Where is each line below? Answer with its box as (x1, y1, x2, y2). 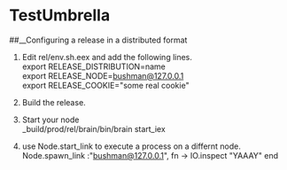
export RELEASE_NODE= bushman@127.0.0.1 (21, 70, 184, 81)
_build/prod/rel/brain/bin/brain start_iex (21, 123, 166, 134)
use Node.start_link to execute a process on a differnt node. (21, 141, 242, 151)
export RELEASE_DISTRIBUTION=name (21, 61, 166, 72)
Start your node (21, 114, 80, 125)
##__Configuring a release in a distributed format (9, 35, 188, 45)
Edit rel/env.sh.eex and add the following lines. (21, 51, 193, 62)
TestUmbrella (9, 5, 111, 26)
